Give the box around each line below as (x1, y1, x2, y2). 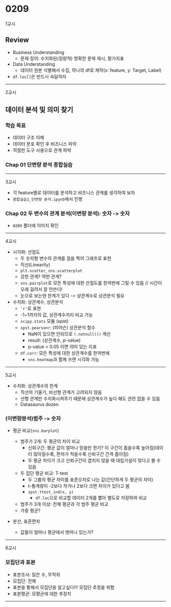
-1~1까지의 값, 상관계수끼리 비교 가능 (20, 312, 93, 318)
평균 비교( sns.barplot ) (12, 427, 60, 434)
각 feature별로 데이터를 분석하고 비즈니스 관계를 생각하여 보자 (12, 189, 135, 195)
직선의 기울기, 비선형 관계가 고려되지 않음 (20, 389, 102, 395)
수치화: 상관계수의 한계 (12, 383, 58, 389)
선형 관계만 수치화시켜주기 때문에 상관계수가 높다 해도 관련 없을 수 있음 (20, 396, 160, 402)
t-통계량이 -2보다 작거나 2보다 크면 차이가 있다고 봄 (27, 483, 130, 489)
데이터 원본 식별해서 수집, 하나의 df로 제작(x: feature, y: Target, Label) (20, 67, 162, 73)
